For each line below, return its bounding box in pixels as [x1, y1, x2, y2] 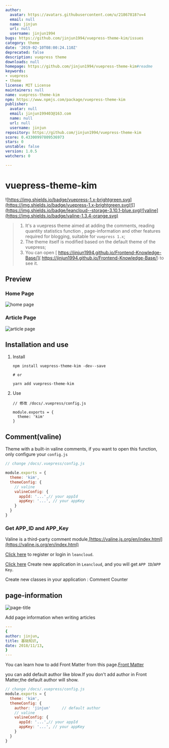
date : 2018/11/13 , [5, 643, 44, 648]
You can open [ [25, 249, 57, 255]
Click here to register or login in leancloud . [5, 551, 94, 557]
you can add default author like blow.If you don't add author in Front [5, 671, 147, 678]
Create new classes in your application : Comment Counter [5, 576, 128, 583]
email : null [10, 17, 35, 22]
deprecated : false [5, 50, 44, 55]
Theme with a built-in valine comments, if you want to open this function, [5, 446, 158, 452]
